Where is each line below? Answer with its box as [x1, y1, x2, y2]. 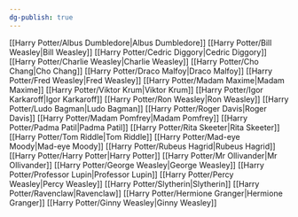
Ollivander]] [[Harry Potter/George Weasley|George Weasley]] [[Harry [9, 159, 264, 170]
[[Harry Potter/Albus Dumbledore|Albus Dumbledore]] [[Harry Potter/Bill [9, 37, 272, 48]
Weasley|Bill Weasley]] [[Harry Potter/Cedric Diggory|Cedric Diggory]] [9, 46, 268, 58]
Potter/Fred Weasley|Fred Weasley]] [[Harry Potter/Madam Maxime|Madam [9, 74, 286, 85]
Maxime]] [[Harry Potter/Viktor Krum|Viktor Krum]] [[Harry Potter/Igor [9, 84, 263, 95]
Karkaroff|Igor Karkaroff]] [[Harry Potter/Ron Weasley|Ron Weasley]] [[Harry [9, 94, 289, 105]
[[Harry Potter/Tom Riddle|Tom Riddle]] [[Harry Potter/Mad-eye [9, 131, 241, 142]
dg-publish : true [9, 12, 74, 22]
